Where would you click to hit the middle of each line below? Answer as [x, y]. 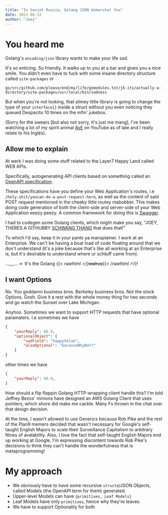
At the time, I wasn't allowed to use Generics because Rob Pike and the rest [84, 419]
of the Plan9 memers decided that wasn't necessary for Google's [73, 424]
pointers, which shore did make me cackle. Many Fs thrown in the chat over [84, 403]
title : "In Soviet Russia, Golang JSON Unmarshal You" [64, 10]
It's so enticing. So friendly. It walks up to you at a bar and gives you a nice [83, 68]
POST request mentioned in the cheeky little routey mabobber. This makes [82, 202]
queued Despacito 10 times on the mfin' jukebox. [56, 113]
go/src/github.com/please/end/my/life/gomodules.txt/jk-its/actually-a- [83, 88]
